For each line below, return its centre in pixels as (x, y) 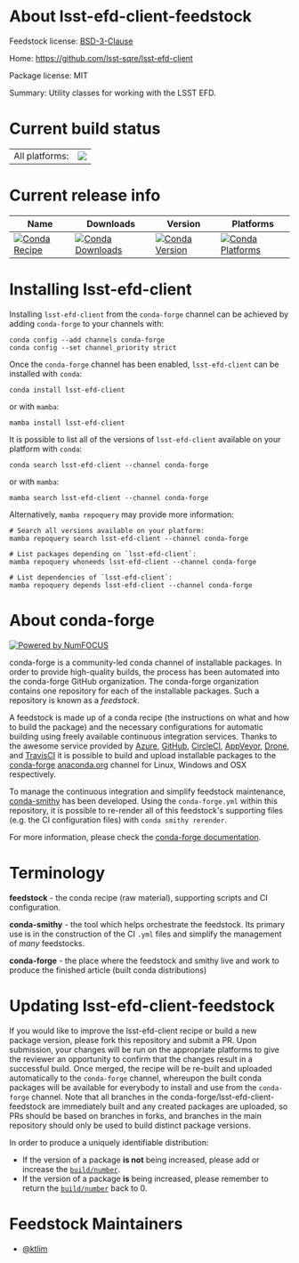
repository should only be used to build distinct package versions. (130, 1125)
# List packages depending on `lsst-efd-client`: (103, 554)
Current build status (85, 129)
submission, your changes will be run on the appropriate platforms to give (145, 1049)
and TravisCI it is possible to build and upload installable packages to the (143, 755)
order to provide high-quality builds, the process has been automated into (145, 672)
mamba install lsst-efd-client (67, 423)
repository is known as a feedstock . (75, 700)
